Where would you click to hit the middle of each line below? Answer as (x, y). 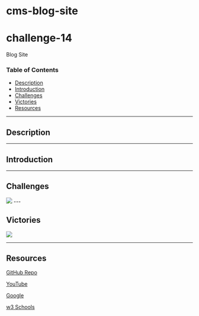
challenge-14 (39, 38)
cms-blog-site (42, 11)
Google (15, 296)
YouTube (17, 284)
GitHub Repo (22, 273)
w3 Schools (20, 307)
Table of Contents (33, 70)
